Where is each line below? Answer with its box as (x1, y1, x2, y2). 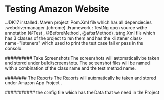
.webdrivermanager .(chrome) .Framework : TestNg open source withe (5, 24, 148, 30)
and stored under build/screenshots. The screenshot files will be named (5, 60, 150, 66)
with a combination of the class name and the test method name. (5, 65, 136, 71)
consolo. (5, 45, 23, 51)
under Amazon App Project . (5, 80, 62, 86)
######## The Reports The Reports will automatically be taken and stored (5, 75, 156, 80)
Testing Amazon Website (5, 3, 109, 15)
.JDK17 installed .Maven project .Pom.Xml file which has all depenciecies (5, 20, 152, 25)
